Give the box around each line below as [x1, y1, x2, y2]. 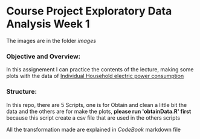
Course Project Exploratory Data [6, 4, 172, 18]
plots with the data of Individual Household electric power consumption [6, 73, 184, 80]
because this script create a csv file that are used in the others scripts [6, 114, 180, 121]
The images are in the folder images [6, 37, 97, 44]
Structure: [6, 88, 37, 96]
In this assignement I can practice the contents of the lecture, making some [6, 66, 195, 73]
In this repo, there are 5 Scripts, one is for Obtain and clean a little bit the [6, 101, 187, 108]
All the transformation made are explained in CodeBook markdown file [6, 126, 181, 133]
